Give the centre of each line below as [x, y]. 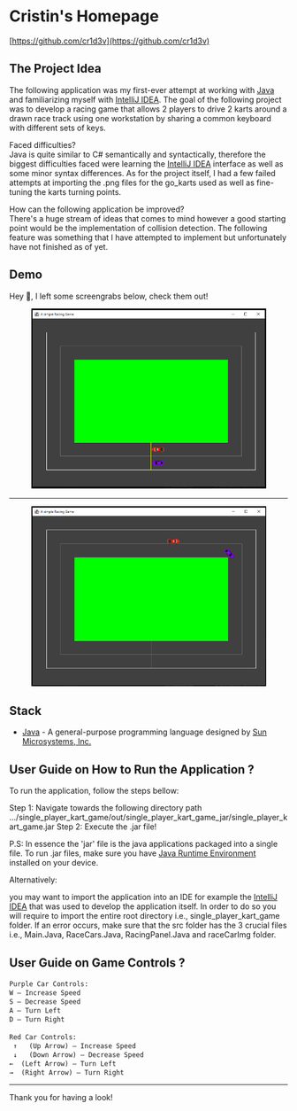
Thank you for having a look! [61, 1097]
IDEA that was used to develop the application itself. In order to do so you [143, 906]
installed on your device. [54, 863]
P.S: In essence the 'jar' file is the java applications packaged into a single [144, 844]
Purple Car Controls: [49, 984]
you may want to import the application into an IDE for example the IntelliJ [144, 897]
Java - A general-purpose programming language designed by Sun [145, 732]
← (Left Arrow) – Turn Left [63, 1064]
